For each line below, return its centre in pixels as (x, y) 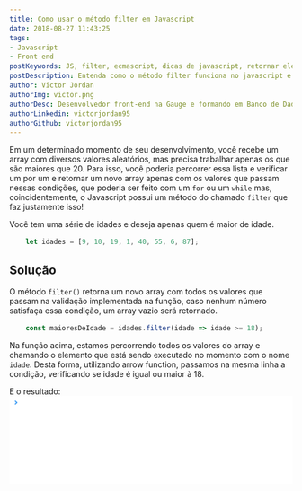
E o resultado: (35, 391)
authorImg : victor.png (52, 94)
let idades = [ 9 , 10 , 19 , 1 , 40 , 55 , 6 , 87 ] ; (112, 242)
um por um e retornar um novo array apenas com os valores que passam (144, 179)
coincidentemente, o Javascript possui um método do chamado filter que (149, 197)
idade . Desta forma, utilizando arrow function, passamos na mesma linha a (147, 364)
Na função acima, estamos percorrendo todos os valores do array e (135, 345)
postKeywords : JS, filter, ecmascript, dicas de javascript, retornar (144, 66)
